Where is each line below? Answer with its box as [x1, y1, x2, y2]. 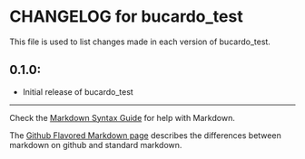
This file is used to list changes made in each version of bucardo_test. [9, 36, 271, 47]
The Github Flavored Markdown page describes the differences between [9, 129, 281, 141]
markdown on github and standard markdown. [9, 139, 182, 150]
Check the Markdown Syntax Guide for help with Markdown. [9, 112, 236, 123]
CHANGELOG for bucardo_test [9, 6, 243, 27]
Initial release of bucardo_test [22, 86, 133, 97]
